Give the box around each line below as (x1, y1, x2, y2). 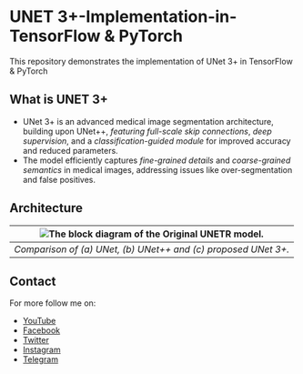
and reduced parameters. (22, 145, 118, 156)
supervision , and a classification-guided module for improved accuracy (22, 135, 291, 147)
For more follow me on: (9, 298, 96, 308)
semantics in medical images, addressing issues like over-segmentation (22, 164, 293, 175)
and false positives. (22, 174, 96, 185)
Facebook (22, 325, 61, 336)
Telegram (22, 354, 59, 365)
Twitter (22, 335, 50, 346)
